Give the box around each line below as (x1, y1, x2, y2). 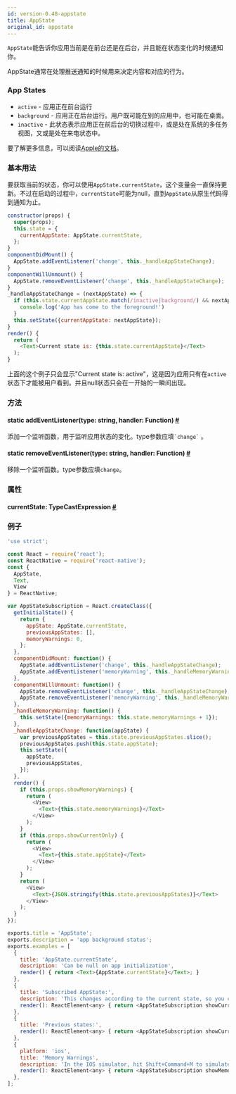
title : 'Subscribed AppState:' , (20, 988, 114, 995)
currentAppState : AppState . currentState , (20, 232, 143, 239)
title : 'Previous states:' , (20, 1021, 102, 1028)
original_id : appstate (7, 23, 74, 30)
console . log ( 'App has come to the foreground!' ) (20, 304, 165, 311)
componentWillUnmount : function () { (13, 681, 121, 688)
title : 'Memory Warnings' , (20, 1054, 99, 1061)
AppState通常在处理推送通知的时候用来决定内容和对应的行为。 (7, 68, 188, 76)
